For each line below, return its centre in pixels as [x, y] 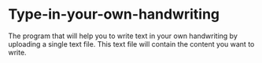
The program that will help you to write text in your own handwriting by [123, 36]
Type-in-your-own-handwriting [114, 14]
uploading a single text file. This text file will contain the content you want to [131, 44]
